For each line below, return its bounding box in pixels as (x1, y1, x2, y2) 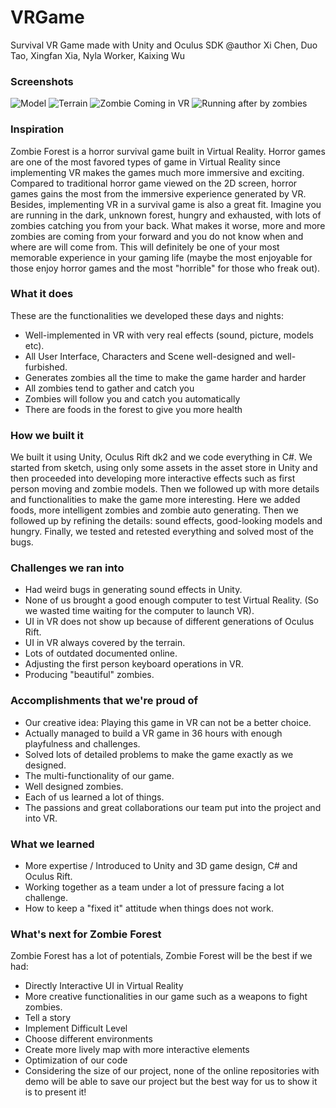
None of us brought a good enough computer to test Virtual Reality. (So (24, 594, 319, 606)
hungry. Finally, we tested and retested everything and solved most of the (10, 526, 314, 538)
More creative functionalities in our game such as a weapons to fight (24, 991, 308, 1003)
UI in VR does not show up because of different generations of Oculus (24, 616, 315, 628)
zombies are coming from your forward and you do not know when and (10, 230, 304, 242)
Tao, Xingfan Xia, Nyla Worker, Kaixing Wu (10, 49, 186, 61)
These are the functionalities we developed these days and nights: (10, 309, 284, 321)
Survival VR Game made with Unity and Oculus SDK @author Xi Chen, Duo (10, 39, 318, 51)
